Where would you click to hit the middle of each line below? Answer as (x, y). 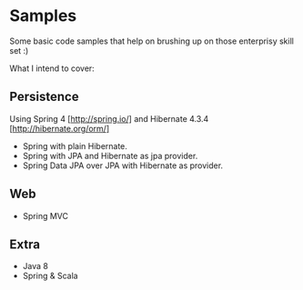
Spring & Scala (50, 276)
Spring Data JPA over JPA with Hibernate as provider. (123, 165)
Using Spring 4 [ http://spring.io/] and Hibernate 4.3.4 (109, 118)
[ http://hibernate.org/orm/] (60, 128)
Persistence (44, 97)
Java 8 (35, 266)
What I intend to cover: (52, 68)
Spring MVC (45, 215)
